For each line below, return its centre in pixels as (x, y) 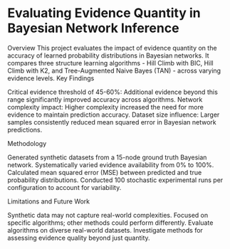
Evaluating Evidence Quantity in (104, 13)
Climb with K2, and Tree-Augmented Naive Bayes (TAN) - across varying (114, 70)
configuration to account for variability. (64, 187)
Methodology (27, 143)
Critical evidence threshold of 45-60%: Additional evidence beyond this (113, 92)
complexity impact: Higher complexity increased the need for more (106, 107)
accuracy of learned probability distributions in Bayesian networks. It (108, 55)
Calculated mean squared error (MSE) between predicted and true (105, 172)
